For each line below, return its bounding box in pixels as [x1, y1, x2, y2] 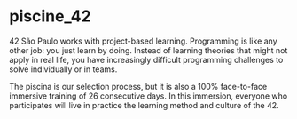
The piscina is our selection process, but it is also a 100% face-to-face [9, 81, 268, 91]
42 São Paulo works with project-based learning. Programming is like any [9, 36, 277, 46]
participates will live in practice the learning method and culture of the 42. [9, 99, 279, 110]
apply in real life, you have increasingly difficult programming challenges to [9, 54, 284, 65]
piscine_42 [9, 6, 91, 27]
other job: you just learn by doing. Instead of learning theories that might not [9, 44, 288, 55]
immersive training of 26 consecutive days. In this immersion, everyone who [9, 91, 288, 101]
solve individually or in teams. [9, 64, 118, 75]
